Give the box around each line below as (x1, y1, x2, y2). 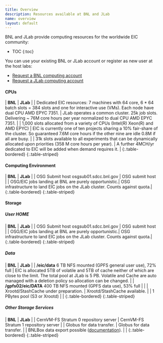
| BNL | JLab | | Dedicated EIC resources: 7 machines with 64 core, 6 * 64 (5, 100, 154, 106)
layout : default (5, 20, 38, 26)
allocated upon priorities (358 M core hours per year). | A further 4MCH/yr (5, 141, 154, 147)
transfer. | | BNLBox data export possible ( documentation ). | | (5, 327, 127, 333)
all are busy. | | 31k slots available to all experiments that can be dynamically (5, 136, 158, 142)
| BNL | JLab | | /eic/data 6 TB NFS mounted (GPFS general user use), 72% (5, 262, 157, 268)
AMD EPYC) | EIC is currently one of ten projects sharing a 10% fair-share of (5, 126, 158, 131)
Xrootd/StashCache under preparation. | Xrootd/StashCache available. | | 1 (5, 288, 155, 294)
